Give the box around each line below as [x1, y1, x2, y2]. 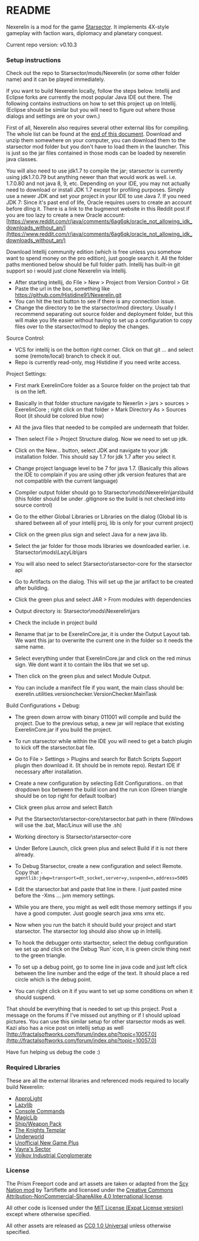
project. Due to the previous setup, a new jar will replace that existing [14, 720, 184, 727]
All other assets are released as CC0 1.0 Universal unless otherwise [6, 1222, 171, 1229]
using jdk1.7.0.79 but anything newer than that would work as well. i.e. [6, 174, 177, 181]
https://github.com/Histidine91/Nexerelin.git [14, 292, 122, 299]
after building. [14, 584, 49, 592]
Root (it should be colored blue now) [14, 412, 105, 419]
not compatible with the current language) [14, 477, 118, 485]
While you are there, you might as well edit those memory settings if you [14, 904, 192, 911]
